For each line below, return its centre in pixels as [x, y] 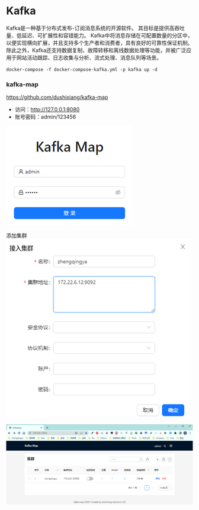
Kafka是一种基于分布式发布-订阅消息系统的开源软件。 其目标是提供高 [90, 28]
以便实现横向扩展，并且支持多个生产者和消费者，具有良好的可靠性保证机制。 [99, 43]
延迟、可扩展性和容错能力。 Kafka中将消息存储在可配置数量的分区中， [107, 35]
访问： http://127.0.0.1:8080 [47, 109]
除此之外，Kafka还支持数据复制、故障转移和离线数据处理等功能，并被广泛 [96, 50]
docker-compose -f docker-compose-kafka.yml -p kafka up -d [82, 69]
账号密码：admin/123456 [45, 117]
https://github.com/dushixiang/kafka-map [57, 97]
